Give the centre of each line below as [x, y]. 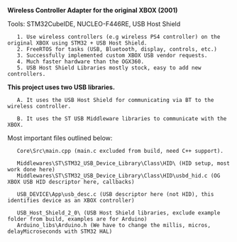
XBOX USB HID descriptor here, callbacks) [71, 182]
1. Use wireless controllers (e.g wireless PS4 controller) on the [118, 37]
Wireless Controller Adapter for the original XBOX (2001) [93, 10]
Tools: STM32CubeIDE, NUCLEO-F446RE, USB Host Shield [94, 24]
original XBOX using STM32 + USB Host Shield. [77, 43]
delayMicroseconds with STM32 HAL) [60, 231]
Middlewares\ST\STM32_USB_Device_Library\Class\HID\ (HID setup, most [123, 163]
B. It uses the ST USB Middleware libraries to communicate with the [122, 119]
